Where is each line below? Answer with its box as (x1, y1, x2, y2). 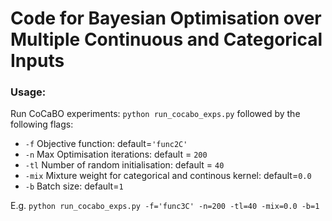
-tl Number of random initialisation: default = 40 (24, 159, 225, 171)
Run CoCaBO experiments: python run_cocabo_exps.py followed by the (10, 108, 301, 120)
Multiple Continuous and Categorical (10, 28, 323, 51)
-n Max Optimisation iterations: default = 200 (24, 148, 208, 161)
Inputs (10, 50, 65, 72)
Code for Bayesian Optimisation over (10, 7, 322, 30)
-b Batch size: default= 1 (24, 180, 124, 192)
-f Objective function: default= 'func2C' (24, 138, 188, 150)
